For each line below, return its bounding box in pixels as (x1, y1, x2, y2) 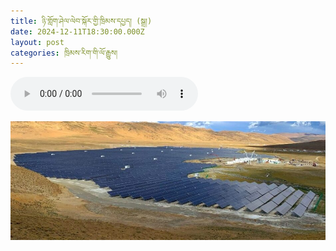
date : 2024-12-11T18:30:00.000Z (10, 26, 145, 37)
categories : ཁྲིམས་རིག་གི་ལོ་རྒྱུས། (10, 48, 118, 58)
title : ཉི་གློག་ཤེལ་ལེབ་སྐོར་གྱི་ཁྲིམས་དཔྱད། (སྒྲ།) (10, 16, 153, 26)
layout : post (10, 37, 65, 47)
